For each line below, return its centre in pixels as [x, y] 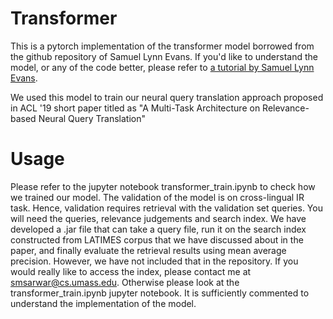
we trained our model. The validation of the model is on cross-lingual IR [157, 197]
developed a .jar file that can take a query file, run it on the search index [158, 229]
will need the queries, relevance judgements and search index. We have [158, 218]
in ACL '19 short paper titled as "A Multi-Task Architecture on [135, 108]
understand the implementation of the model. [103, 303]
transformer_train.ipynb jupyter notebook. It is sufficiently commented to [160, 293]
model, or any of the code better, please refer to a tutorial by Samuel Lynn [162, 67]
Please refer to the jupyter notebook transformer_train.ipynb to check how [163, 186]
